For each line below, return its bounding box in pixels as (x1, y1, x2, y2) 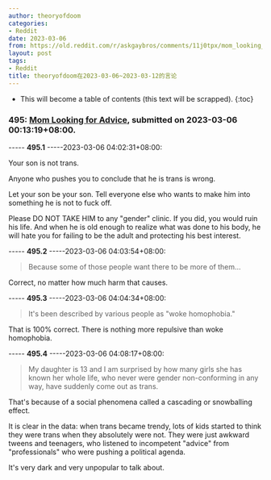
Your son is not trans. (8, 158, 79, 168)
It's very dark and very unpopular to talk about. (8, 462, 165, 472)
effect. (8, 405, 31, 415)
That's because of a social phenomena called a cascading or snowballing (8, 397, 252, 407)
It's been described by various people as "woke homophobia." (27, 308, 236, 319)
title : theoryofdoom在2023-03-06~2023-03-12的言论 (8, 72, 177, 80)
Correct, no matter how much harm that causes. (8, 278, 168, 287)
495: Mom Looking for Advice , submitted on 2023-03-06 (8, 114, 238, 125)
